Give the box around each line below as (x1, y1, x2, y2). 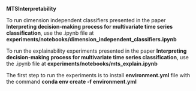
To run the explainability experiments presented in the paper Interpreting (6, 47, 187, 54)
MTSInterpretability (6, 5, 57, 12)
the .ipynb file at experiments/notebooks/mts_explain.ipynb (6, 60, 158, 67)
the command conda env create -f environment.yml (6, 78, 137, 85)
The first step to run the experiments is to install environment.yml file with (6, 72, 191, 78)
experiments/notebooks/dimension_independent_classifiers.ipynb (6, 36, 177, 43)
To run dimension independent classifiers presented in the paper (6, 17, 166, 23)
